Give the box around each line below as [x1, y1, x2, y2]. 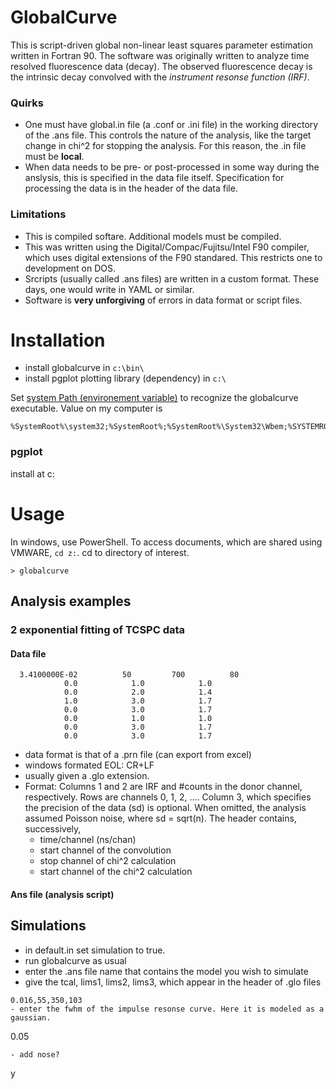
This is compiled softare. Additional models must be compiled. [24, 230, 282, 242]
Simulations [10, 917, 87, 935]
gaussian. [10, 1012, 52, 1023]
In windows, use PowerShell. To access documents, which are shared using [10, 536, 323, 548]
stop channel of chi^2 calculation [39, 855, 177, 867]
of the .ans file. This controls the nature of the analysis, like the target [24, 129, 312, 141]
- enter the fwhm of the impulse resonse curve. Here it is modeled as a [10, 1004, 325, 1014]
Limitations [10, 207, 67, 221]
